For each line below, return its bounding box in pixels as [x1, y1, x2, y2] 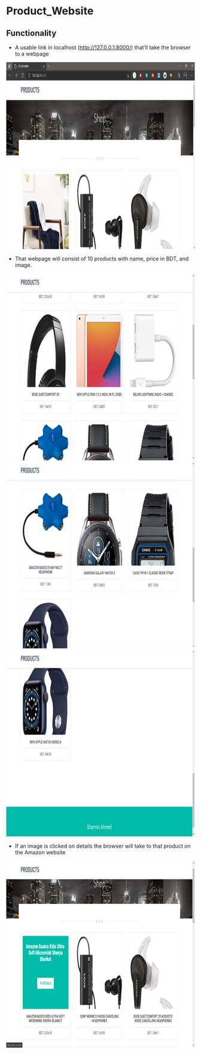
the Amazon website [14, 849, 66, 856]
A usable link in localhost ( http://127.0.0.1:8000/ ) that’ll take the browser [14, 44, 191, 51]
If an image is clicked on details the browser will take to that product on [14, 842, 191, 849]
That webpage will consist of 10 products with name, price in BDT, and [14, 255, 189, 262]
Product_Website [6, 4, 94, 18]
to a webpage [14, 50, 49, 57]
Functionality [6, 28, 57, 38]
